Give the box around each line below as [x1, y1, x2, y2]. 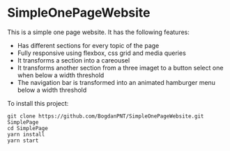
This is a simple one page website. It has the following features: [7, 28, 190, 36]
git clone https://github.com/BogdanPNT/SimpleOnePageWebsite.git [7, 113, 204, 120]
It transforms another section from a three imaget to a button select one [17, 63, 224, 72]
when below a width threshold [17, 71, 105, 79]
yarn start [7, 137, 39, 144]
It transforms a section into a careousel [17, 56, 130, 64]
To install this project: [7, 99, 69, 107]
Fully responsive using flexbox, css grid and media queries [17, 49, 186, 57]
